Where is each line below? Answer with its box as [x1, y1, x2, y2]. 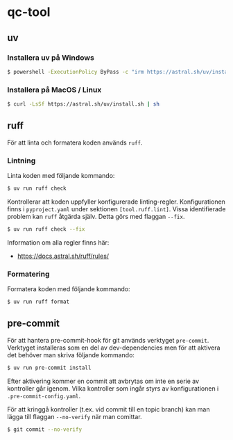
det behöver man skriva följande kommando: [7, 350, 135, 359]
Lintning [7, 156, 36, 165]
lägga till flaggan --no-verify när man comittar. [7, 412, 142, 421]
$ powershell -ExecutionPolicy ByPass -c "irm [7, 68, 144, 75]
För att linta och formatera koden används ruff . [7, 138, 143, 147]
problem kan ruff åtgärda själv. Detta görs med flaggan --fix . [7, 212, 185, 220]
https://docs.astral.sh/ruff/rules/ [17, 252, 110, 260]
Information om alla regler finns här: [7, 238, 110, 247]
